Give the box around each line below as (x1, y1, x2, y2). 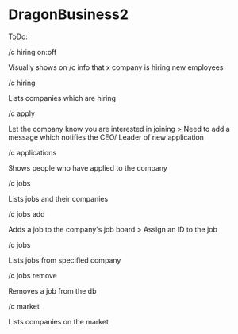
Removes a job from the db (8, 286, 97, 295)
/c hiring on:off (8, 47, 57, 56)
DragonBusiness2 (8, 6, 129, 24)
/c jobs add (8, 209, 45, 219)
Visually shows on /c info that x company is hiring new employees (8, 62, 224, 72)
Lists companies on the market (8, 317, 109, 326)
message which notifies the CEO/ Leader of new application (8, 132, 205, 142)
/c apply (8, 109, 36, 118)
